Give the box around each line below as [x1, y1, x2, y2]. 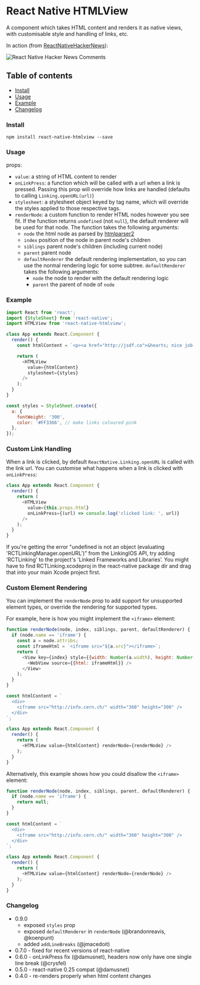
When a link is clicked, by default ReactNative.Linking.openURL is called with [6, 458, 194, 465]
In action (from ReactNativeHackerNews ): [6, 42, 108, 49]
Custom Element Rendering [6, 584, 87, 592]
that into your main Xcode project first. [6, 569, 101, 576]
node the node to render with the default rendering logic [32, 275, 169, 282]
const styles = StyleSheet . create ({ [6, 403, 97, 409]
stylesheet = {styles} [27, 370, 79, 376]
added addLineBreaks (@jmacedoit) [23, 940, 110, 947]
